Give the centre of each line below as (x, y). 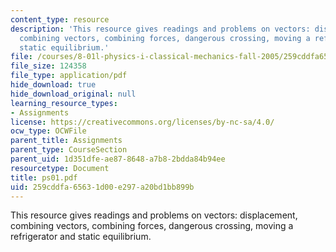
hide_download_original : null (73, 94)
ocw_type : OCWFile (48, 131)
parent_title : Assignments (66, 141)
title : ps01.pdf (44, 177)
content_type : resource (60, 19)
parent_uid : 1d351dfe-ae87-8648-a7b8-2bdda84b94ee (118, 159)
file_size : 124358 (48, 66)
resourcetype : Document (60, 168)
